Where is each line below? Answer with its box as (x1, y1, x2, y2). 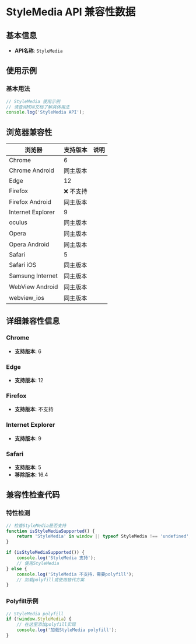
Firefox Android (9, 198, 51, 206)
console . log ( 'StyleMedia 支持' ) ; (16, 555, 96, 561)
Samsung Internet (9, 272, 58, 280)
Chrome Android (9, 166, 54, 174)
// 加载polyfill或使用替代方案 (16, 577, 85, 583)
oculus (9, 218, 27, 227)
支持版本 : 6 (14, 348, 42, 355)
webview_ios (9, 294, 45, 302)
